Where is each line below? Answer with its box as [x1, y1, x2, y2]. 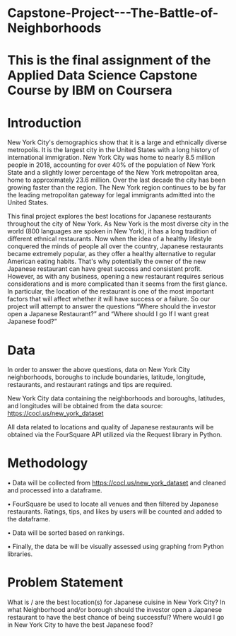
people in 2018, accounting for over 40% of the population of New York [7, 161, 216, 169]
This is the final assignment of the [7, 52, 211, 69]
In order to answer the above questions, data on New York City [7, 366, 191, 374]
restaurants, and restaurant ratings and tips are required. [7, 381, 172, 389]
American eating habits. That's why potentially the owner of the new [7, 257, 206, 266]
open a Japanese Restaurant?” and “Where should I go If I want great [7, 310, 209, 318]
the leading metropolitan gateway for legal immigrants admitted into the [7, 191, 216, 200]
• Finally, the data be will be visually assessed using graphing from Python [7, 543, 225, 551]
